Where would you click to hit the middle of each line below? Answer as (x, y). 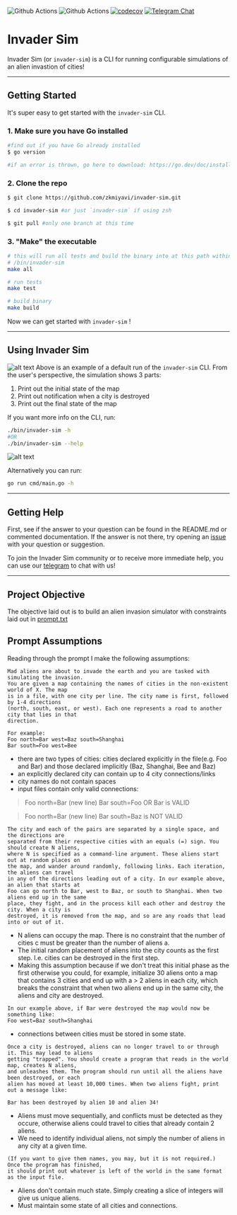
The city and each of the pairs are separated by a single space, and (113, 829)
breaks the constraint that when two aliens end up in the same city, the (120, 988)
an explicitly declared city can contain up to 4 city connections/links (116, 773)
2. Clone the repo (37, 183)
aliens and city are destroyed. (61, 995)
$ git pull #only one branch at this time (71, 223)
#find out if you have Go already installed (74, 146)
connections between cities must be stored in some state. (102, 1034)
